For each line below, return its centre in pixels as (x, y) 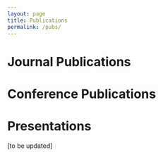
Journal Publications (70, 62)
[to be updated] (30, 146)
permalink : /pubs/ (34, 27)
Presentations (49, 126)
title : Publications (38, 20)
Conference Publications (82, 94)
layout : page (26, 14)
